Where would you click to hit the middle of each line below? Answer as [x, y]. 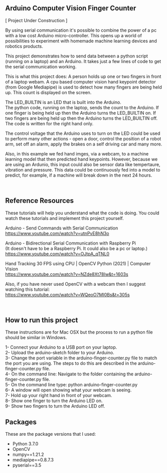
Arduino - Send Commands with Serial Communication [62, 228]
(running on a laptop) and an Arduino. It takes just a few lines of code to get [83, 61]
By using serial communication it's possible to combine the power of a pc [81, 30]
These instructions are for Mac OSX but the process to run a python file [79, 332]
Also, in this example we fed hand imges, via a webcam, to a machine [77, 153]
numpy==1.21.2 [28, 454]
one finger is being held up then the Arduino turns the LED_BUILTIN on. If [81, 113]
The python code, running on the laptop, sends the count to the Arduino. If [82, 107]
